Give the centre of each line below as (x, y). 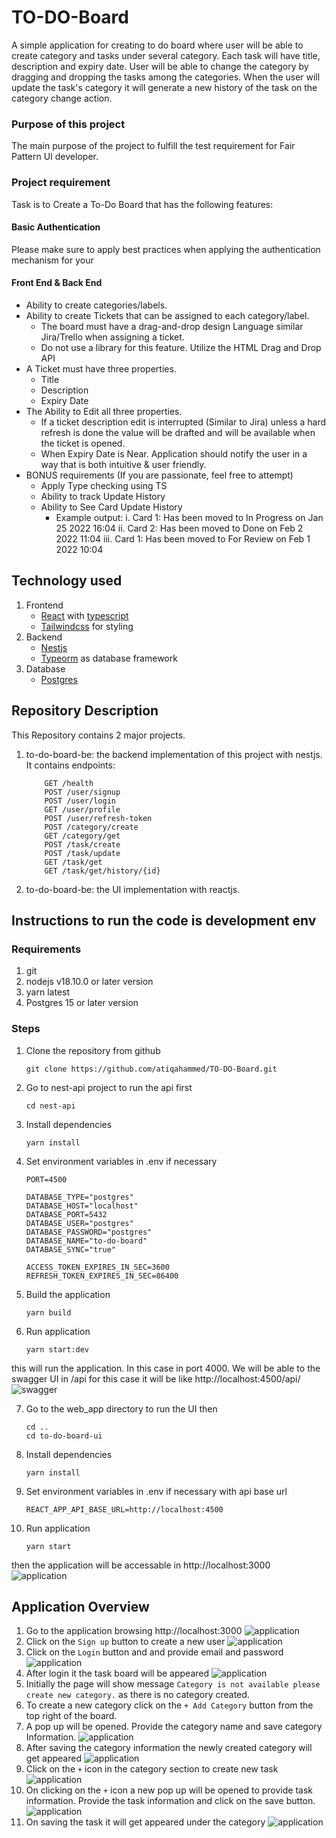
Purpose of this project (68, 124)
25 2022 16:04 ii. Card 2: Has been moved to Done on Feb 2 (179, 528)
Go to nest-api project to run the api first (109, 1087)
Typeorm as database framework (109, 658)
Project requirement (61, 183)
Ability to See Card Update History (111, 507)
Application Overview (80, 1606)
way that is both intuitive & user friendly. (123, 464)
